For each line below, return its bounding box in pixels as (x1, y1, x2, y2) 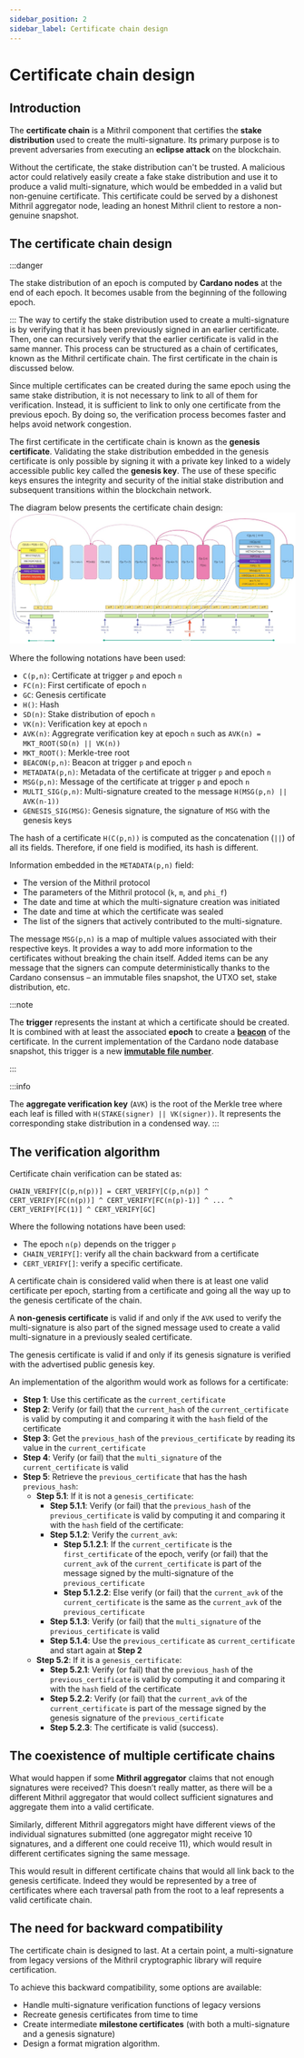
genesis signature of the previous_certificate (49, 1712, 224, 1723)
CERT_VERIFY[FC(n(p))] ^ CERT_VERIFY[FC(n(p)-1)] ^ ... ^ (9, 1196, 233, 1205)
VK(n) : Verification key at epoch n (22, 718, 148, 730)
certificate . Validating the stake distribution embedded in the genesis (9, 446, 270, 458)
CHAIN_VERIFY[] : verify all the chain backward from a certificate (22, 1248, 260, 1259)
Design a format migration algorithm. (22, 2038, 161, 2049)
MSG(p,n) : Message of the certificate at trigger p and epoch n (22, 776, 250, 787)
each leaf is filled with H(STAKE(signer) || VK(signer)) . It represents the (9, 1108, 281, 1119)
